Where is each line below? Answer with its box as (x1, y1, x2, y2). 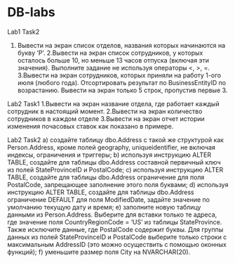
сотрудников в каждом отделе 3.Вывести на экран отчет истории (7, 114, 205, 123)
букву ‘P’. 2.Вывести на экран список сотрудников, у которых (17, 49, 203, 57)
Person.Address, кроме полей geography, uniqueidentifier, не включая (7, 143, 216, 151)
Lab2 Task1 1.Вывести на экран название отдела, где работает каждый (7, 99, 220, 108)
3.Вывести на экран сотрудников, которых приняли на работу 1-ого (17, 71, 222, 79)
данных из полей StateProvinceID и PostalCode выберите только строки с (7, 233, 227, 241)
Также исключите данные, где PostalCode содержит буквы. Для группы (7, 225, 224, 233)
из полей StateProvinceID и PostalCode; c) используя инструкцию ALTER (7, 165, 224, 174)
